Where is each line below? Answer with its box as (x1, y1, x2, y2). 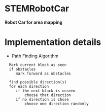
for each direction (9, 84, 49, 89)
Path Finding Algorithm (11, 53, 59, 59)
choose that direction (24, 92, 71, 98)
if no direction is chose (15, 97, 69, 102)
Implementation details (4, 37, 102, 48)
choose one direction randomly (24, 101, 89, 106)
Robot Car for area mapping (4, 19, 63, 25)
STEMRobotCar (4, 3, 70, 14)
